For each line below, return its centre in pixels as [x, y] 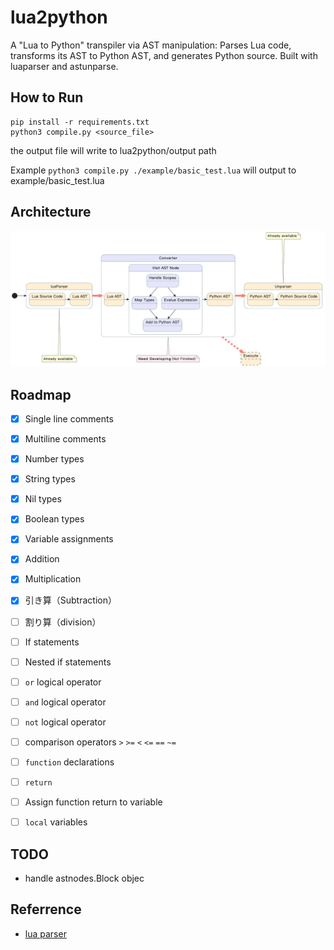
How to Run [47, 97]
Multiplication [53, 579]
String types [50, 479]
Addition [42, 559]
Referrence [46, 909]
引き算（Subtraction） [70, 600]
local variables [56, 822]
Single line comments [69, 418]
